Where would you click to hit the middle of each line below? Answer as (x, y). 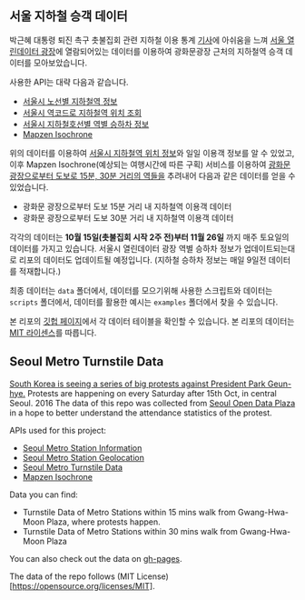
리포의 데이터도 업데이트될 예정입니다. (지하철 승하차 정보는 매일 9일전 (143, 260)
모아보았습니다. (60, 63)
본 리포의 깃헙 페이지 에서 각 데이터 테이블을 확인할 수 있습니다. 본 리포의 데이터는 (152, 321)
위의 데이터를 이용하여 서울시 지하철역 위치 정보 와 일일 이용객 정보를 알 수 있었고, (152, 153)
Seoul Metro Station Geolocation (84, 457)
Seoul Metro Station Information (82, 447)
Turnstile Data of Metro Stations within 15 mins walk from (129, 512)
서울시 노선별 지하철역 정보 (70, 101)
